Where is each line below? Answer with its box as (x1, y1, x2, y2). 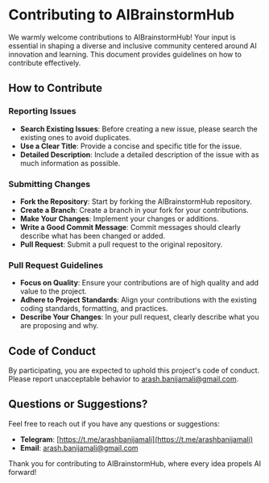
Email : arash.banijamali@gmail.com (19, 443, 139, 452)
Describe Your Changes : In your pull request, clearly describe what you (19, 312, 259, 322)
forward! (8, 467, 37, 477)
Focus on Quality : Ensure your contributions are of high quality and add (19, 278, 259, 288)
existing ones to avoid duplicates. (19, 132, 131, 142)
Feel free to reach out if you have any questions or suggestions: (8, 418, 220, 428)
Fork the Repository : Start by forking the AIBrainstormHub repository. (19, 196, 252, 206)
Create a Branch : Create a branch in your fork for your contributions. (19, 205, 249, 214)
